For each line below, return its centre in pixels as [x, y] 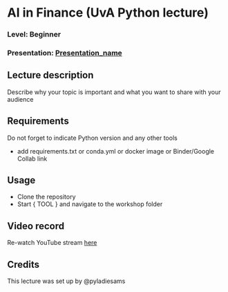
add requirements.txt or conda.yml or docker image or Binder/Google [116, 151]
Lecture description [50, 75]
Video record [36, 226]
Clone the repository [46, 197]
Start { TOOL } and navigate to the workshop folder [90, 204]
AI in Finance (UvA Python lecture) [108, 13]
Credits [23, 264]
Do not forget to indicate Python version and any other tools [92, 138]
